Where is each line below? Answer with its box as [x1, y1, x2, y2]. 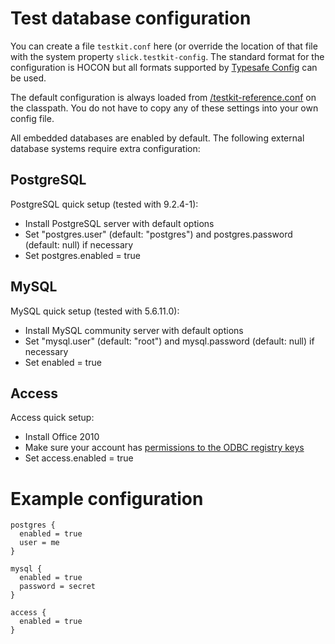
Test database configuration [10, 7, 252, 30]
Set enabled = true [24, 356, 102, 368]
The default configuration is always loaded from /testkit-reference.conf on [10, 91, 317, 103]
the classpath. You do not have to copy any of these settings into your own [10, 102, 319, 114]
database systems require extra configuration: [10, 142, 201, 154]
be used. [10, 72, 47, 84]
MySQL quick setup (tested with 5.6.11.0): [10, 305, 180, 317]
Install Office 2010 [24, 431, 100, 443]
